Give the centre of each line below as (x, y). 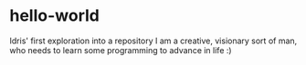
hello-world (55, 16)
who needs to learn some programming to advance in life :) (121, 50)
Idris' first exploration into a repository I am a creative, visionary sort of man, (153, 41)
